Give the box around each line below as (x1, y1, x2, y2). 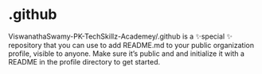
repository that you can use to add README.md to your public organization (8, 40, 255, 50)
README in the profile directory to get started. (8, 57, 161, 66)
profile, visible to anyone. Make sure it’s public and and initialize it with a (8, 49, 245, 58)
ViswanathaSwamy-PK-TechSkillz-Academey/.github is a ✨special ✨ (8, 31, 233, 41)
